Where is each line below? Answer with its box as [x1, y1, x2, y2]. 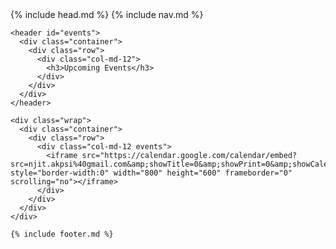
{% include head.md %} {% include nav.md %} [10, 9, 204, 20]
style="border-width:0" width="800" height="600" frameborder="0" [10, 168, 293, 178]
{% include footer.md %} [10, 229, 114, 239]
